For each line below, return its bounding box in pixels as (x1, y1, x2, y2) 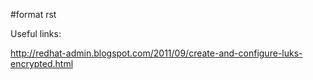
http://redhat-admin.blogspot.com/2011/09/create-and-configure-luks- (10, 47, 303, 59)
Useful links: (10, 28, 62, 39)
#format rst (10, 9, 57, 20)
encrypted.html (10, 58, 74, 69)
